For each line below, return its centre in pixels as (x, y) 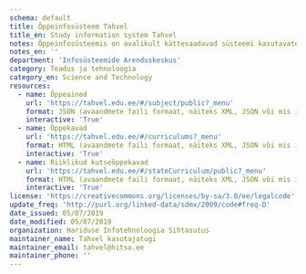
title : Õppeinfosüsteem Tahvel (69, 26)
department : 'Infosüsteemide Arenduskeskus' (95, 60)
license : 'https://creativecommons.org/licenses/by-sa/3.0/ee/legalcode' (153, 196)
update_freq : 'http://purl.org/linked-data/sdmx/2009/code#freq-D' (140, 205)
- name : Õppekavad (53, 129)
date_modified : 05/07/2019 (61, 221)
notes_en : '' (34, 52)
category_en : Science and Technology (81, 78)
